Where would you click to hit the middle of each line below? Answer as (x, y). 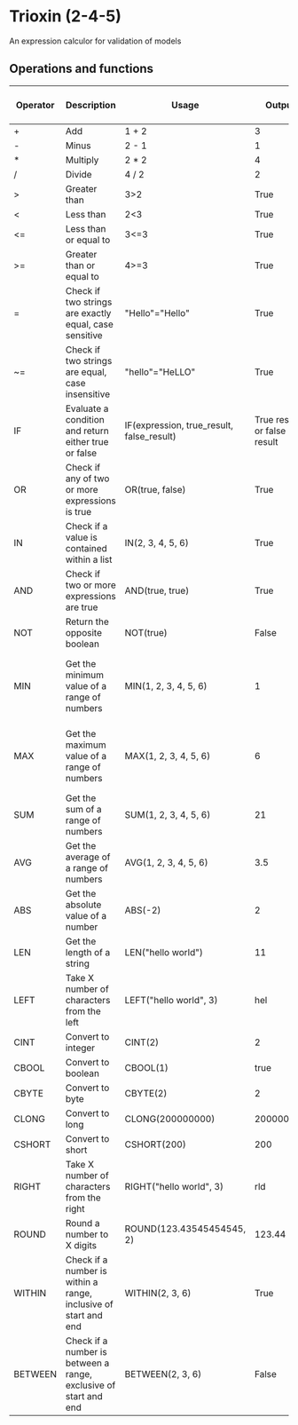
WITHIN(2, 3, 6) (158, 1293)
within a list (89, 559)
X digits (81, 1245)
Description (91, 105)
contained (86, 548)
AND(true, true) (157, 590)
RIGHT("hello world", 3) (174, 1186)
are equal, (86, 372)
